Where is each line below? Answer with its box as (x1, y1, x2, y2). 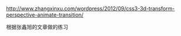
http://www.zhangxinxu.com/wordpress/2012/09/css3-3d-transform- (6, 5, 175, 12)
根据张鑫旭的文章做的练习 (6, 24, 68, 30)
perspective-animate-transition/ (6, 11, 84, 18)
